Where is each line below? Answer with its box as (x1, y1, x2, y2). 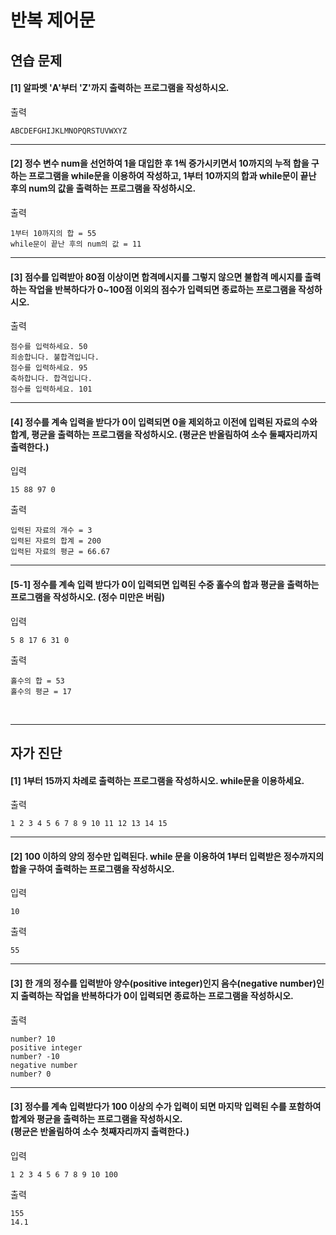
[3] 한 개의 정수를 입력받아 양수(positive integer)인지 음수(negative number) (10, 977, 317, 989)
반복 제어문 (10, 9, 96, 32)
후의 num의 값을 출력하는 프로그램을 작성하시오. (10, 182, 197, 195)
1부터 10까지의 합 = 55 (10, 228, 97, 238)
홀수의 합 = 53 (10, 676, 65, 686)
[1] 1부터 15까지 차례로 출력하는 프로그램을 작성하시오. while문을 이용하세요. (10, 774, 305, 786)
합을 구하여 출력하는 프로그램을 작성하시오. (10, 862, 175, 875)
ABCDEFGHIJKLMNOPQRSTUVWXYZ (10, 126, 128, 136)
